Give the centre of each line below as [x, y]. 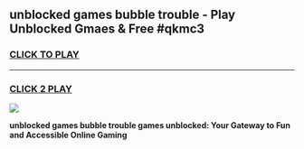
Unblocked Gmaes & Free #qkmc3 [107, 29]
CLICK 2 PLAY [41, 88]
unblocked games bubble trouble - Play [123, 15]
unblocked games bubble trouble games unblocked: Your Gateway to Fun [150, 125]
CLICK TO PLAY [44, 55]
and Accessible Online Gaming [68, 135]
